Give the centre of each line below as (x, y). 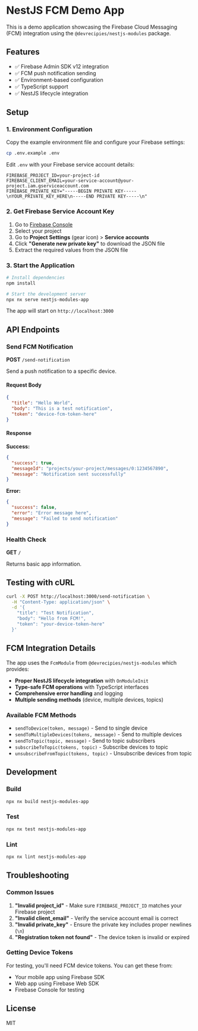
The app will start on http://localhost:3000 (60, 311)
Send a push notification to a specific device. (62, 371)
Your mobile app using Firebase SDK (60, 977)
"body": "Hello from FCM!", (51, 619)
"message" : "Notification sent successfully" (69, 474)
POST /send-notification (38, 360)
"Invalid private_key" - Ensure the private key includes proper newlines (103, 924)
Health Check (26, 539)
